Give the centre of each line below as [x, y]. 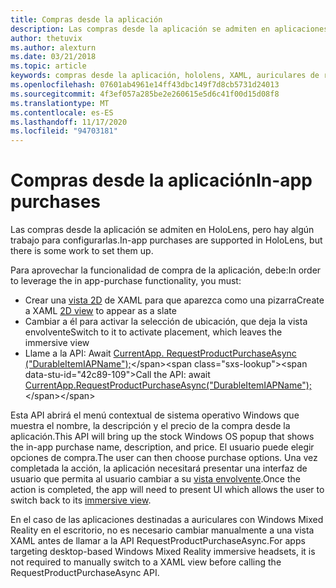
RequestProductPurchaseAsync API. [85, 573]
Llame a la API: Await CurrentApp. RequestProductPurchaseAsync [160, 353]
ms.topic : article [48, 66]
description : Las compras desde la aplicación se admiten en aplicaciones [169, 29]
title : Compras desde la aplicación [86, 19]
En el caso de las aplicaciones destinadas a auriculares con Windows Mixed [167, 520]
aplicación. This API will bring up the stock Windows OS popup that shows [162, 437]
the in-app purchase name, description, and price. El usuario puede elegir [162, 447]
